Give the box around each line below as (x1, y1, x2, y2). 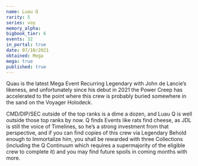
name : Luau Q (6, 8, 39, 15)
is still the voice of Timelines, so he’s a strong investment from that (6, 123, 169, 130)
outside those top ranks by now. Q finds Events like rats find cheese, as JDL (6, 117, 191, 124)
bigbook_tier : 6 (6, 31, 46, 37)
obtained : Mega (6, 53, 44, 59)
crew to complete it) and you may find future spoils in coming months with (6, 148, 188, 155)
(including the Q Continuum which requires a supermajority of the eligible (6, 142, 186, 149)
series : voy (6, 20, 36, 25)
